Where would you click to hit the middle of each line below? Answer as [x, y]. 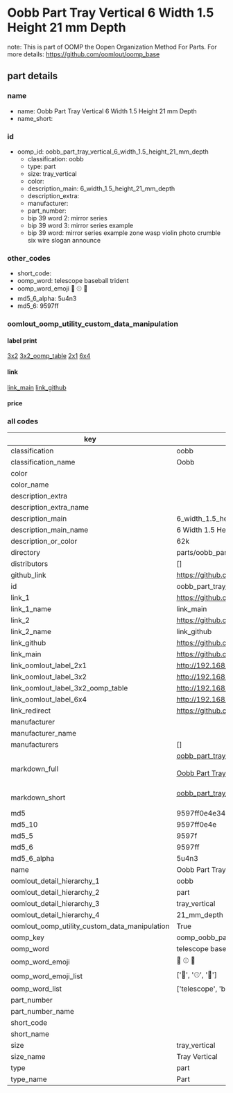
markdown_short [38, 798]
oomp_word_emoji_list [47, 976]
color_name [30, 485]
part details [33, 76]
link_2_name [31, 632]
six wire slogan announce [64, 240]
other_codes [29, 258]
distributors [29, 564]
